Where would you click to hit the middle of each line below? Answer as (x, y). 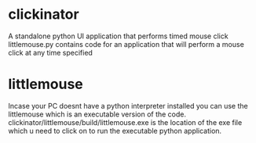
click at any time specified (50, 52)
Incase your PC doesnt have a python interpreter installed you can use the (128, 105)
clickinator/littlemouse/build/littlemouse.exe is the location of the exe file (125, 122)
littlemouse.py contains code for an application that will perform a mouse (126, 44)
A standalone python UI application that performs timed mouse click (119, 36)
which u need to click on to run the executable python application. (115, 130)
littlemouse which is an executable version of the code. (97, 114)
